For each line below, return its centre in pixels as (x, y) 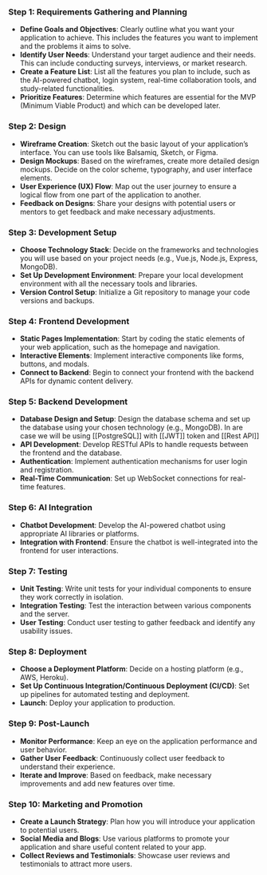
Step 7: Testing (38, 571)
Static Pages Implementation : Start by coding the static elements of (132, 339)
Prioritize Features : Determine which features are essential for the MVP (138, 97)
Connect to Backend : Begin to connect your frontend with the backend (137, 373)
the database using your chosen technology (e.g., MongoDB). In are (131, 428)
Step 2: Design (37, 126)
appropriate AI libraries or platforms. (79, 533)
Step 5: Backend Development (68, 402)
